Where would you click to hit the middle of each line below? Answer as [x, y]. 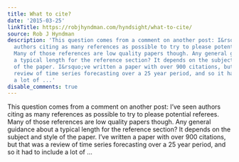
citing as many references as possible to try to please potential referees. [113, 114]
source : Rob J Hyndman [41, 34]
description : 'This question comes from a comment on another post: [111, 40]
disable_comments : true [43, 87]
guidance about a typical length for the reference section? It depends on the [119, 129]
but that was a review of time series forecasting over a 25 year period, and [117, 145]
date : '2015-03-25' [36, 21]
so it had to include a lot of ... [50, 152]
